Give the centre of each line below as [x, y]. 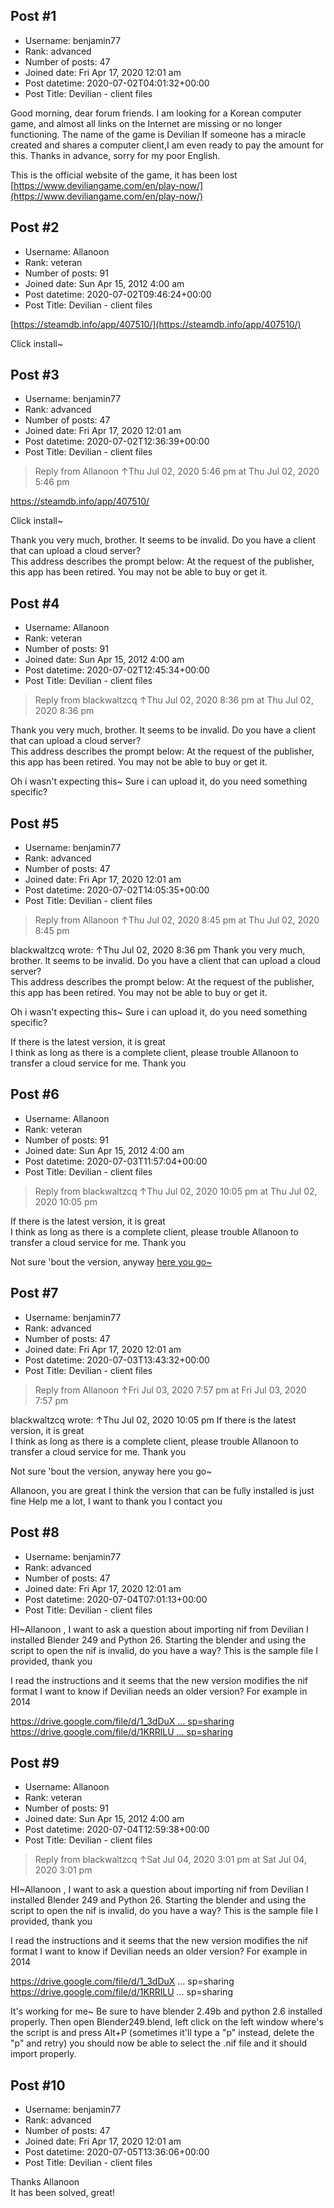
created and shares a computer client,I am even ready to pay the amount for [167, 145]
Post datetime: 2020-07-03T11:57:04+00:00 [116, 1161]
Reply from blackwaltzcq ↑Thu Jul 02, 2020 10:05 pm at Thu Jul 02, [176, 1191]
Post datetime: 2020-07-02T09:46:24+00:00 [118, 294]
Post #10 [38, 2085]
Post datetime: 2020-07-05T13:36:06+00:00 [117, 2152]
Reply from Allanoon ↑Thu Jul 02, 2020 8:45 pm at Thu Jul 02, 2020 [177, 920]
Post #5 [35, 823]
